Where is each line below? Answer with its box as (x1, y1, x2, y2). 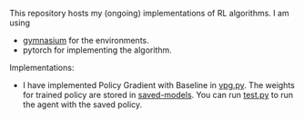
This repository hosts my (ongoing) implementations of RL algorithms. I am (9, 8, 289, 18)
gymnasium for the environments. (22, 35, 150, 45)
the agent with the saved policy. (22, 99, 143, 110)
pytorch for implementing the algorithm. (22, 45, 173, 55)
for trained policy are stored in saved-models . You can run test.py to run (22, 90, 294, 100)
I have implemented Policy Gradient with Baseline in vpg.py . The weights (22, 80, 296, 90)
